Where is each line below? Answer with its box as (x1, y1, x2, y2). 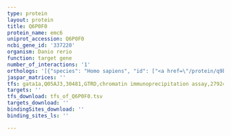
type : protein (7, 10, 48, 17)
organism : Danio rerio (7, 49, 72, 56)
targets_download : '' (7, 100, 69, 106)
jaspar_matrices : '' (7, 73, 67, 81)
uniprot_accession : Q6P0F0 (7, 36, 85, 43)
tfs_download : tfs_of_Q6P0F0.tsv (7, 93, 103, 100)
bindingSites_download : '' (7, 106, 85, 113)
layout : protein (7, 16, 54, 23)
